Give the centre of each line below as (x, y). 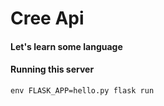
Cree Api (47, 18)
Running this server (52, 69)
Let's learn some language (66, 46)
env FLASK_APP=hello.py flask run (82, 90)
